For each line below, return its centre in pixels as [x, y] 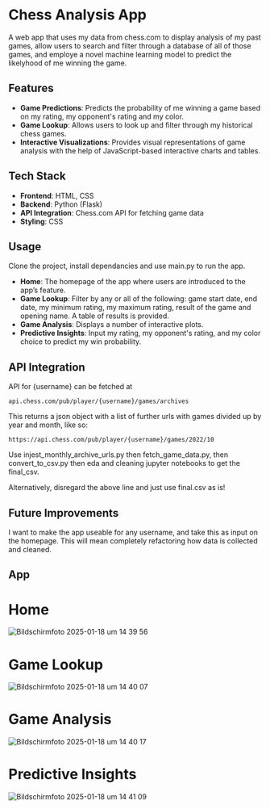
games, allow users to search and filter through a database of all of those [130, 45]
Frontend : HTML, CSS [57, 195]
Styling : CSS [42, 221]
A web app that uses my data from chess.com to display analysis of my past [135, 37]
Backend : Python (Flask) [61, 204]
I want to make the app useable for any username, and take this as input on [133, 532]
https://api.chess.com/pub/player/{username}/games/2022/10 [112, 440]
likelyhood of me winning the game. [68, 63]
